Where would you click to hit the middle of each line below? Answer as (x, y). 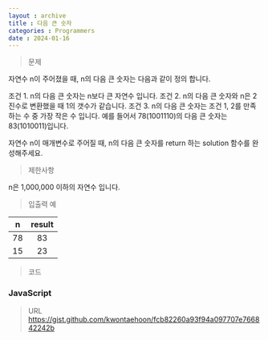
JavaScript (30, 293)
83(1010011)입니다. (39, 126)
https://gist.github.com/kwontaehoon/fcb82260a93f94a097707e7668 (144, 319)
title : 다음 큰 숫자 (40, 23)
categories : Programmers (51, 30)
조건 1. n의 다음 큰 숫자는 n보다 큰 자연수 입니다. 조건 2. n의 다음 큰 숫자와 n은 (130, 96)
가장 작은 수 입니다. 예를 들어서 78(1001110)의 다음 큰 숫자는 (134, 116)
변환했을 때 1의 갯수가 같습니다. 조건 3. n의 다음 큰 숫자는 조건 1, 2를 (136, 106)
